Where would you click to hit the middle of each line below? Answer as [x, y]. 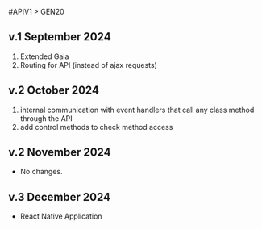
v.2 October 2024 [54, 91]
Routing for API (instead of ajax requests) [88, 65]
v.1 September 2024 [60, 37]
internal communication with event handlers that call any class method [137, 110]
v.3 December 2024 [60, 197]
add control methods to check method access [96, 127]
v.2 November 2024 [60, 152]
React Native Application [61, 216]
